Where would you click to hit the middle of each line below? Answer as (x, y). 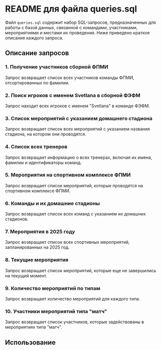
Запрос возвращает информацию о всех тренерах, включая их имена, (79, 157)
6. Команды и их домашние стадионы (53, 203)
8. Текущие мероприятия (37, 260)
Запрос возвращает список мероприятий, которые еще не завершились (81, 270)
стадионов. (17, 219)
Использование (30, 342)
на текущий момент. (26, 276)
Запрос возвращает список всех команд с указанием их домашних (75, 214)
